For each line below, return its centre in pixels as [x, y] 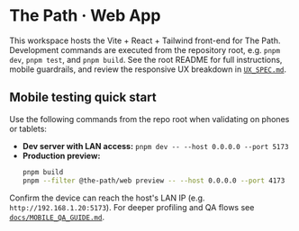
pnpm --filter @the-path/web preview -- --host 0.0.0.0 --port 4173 [154, 181]
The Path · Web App [85, 16]
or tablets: [28, 129]
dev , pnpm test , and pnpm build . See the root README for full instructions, [146, 59]
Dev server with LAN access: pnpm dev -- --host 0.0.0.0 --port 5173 [155, 146]
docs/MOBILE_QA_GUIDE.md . [57, 217]
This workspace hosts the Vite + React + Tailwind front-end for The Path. [145, 40]
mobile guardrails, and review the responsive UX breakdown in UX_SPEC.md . [148, 69]
